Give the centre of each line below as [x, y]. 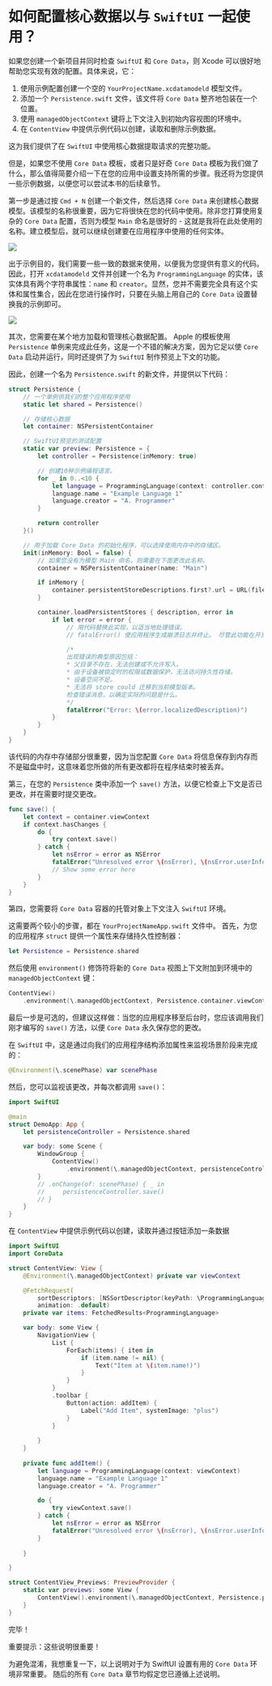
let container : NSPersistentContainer [88, 426]
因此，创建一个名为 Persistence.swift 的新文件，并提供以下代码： [119, 374]
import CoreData [36, 1254]
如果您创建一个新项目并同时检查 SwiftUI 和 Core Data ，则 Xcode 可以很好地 [135, 61]
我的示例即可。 [40, 304]
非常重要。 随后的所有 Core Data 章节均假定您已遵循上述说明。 [120, 1674]
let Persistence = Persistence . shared [74, 952]
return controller [68, 524]
